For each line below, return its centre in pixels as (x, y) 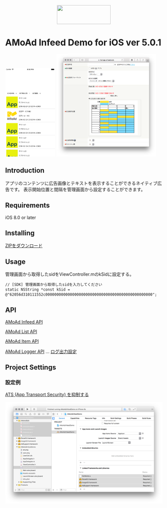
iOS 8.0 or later (21, 217)
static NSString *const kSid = (38, 290)
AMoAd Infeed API (24, 322)
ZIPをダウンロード (24, 246)
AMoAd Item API (22, 341)
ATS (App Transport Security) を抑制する (47, 394)
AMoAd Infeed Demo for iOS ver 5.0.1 (83, 43)
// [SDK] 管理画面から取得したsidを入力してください (54, 285)
